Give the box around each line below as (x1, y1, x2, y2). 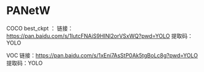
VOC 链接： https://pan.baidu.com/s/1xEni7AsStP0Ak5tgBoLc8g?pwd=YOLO (6, 51, 198, 59)
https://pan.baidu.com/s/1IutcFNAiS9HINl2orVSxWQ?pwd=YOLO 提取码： (6, 32, 194, 40)
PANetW (6, 4, 50, 18)
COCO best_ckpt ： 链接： (6, 24, 74, 32)
